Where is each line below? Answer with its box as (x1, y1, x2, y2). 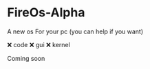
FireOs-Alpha (7, 5, 85, 20)
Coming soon (7, 54, 45, 62)
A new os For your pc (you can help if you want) (7, 27, 144, 36)
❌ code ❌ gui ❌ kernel (7, 40, 70, 49)
